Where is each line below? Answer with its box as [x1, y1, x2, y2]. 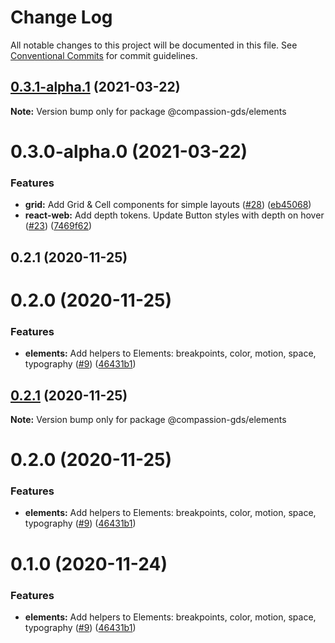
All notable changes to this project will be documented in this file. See [10, 39, 298, 51]
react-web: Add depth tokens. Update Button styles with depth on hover [24, 209, 325, 221]
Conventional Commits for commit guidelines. [10, 49, 198, 61]
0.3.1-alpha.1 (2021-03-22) [10, 79, 181, 96]
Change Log [10, 6, 113, 29]
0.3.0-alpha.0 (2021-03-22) [10, 140, 248, 163]
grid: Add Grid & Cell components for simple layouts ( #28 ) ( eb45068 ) [24, 199, 312, 211]
